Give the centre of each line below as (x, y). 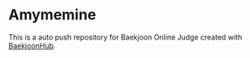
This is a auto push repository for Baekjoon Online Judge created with (125, 37)
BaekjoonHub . (32, 45)
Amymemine (52, 15)
